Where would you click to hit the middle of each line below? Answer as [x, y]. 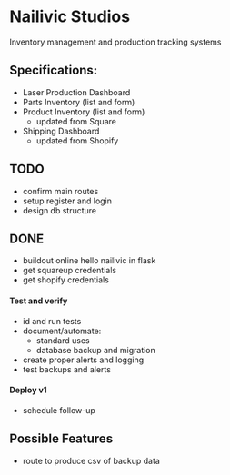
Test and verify [39, 301]
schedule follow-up [59, 410]
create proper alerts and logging [83, 360]
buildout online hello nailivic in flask [89, 261]
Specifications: [54, 70]
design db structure [60, 210]
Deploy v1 [28, 390]
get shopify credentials [65, 280]
